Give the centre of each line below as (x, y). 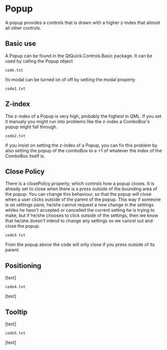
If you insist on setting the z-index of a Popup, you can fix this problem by (81, 145)
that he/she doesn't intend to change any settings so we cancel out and (79, 221)
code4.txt (15, 287)
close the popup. (22, 226)
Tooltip (16, 312)
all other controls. (23, 28)
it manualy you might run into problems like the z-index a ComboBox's (77, 121)
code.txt (14, 70)
